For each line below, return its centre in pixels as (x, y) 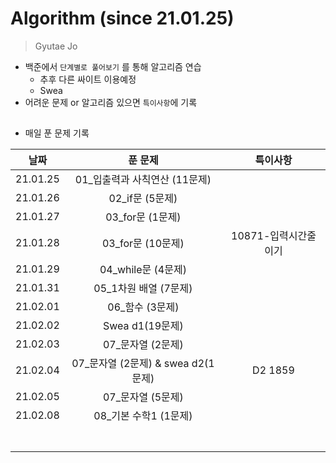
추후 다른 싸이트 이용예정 (88, 79)
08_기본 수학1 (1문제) (143, 416)
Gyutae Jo (56, 46)
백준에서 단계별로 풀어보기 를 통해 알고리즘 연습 (113, 66)
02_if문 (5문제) (143, 199)
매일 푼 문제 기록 (57, 133)
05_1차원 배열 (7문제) (143, 289)
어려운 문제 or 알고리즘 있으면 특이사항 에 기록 (111, 102)
